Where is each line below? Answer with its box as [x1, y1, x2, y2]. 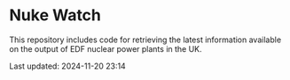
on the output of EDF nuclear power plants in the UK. [9, 43, 202, 54]
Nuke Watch [9, 5, 102, 25]
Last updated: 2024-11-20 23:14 [9, 61, 126, 71]
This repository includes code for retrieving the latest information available [9, 34, 282, 45]
